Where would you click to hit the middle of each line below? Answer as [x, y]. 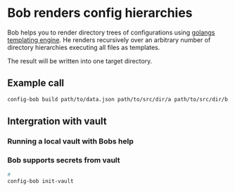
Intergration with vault [57, 121]
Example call [36, 83]
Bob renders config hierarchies [100, 13]
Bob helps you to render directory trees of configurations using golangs [111, 32]
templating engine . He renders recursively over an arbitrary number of [109, 39]
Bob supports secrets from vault [64, 160]
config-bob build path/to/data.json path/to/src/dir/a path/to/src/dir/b [118, 99]
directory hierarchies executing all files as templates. [84, 47]
